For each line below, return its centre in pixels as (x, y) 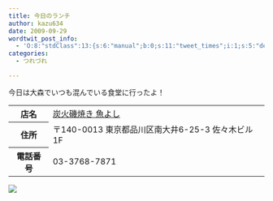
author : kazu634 (36, 24)
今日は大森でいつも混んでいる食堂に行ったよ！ (87, 92)
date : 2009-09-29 (38, 31)
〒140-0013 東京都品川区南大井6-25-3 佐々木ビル (153, 130)
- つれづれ (31, 62)
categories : (28, 53)
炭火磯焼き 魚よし (86, 114)
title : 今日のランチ (39, 16)
